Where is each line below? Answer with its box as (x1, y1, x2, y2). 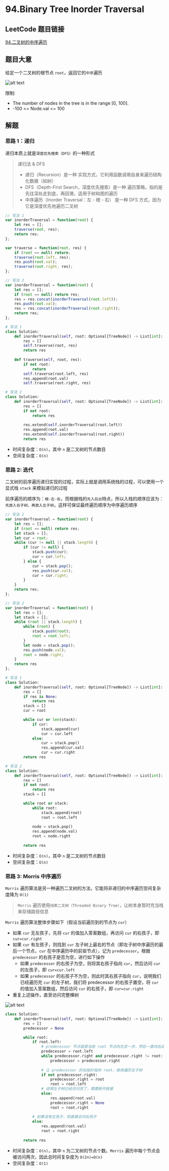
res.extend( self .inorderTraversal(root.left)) (23, 422, 123, 427)
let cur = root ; (14, 535, 49, 541)
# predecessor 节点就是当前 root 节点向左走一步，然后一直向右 (41, 1044, 161, 1049)
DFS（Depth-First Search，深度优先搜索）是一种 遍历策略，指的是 (25, 184, 163, 190)
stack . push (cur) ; (32, 550, 69, 555)
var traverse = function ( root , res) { (5, 245, 87, 250)
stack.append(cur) (41, 726, 80, 731)
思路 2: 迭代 (5, 466, 34, 473)
